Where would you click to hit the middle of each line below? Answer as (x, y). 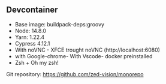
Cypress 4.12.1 (32, 43)
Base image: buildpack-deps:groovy (60, 24)
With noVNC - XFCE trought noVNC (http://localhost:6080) (87, 50)
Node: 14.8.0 (31, 31)
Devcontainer (32, 10)
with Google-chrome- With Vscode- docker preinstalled (84, 56)
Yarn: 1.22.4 (30, 37)
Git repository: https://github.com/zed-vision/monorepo (75, 74)
